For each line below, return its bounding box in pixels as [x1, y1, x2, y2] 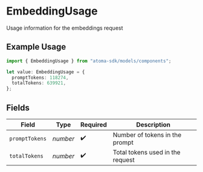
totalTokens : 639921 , [11, 80, 66, 86]
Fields [6, 102, 30, 113]
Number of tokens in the [112, 130, 182, 139]
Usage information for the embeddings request [6, 24, 123, 31]
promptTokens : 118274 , [11, 74, 69, 81]
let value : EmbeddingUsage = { [6, 68, 85, 75]
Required [80, 120, 108, 128]
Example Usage [6, 42, 66, 52]
